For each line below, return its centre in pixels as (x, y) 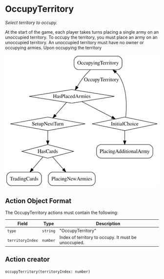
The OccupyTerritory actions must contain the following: (62, 213)
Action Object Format (38, 201)
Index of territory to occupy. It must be (98, 237)
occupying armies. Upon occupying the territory (53, 47)
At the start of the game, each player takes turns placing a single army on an (82, 32)
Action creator (28, 260)
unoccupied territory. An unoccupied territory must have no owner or (74, 42)
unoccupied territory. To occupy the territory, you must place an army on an (81, 37)
